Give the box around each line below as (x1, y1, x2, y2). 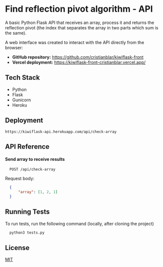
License (5, 244, 30, 252)
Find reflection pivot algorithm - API (5, 3, 153, 15)
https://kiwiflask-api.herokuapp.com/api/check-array (5, 129, 117, 134)
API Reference (5, 142, 50, 151)
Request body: (5, 176, 35, 181)
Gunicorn (12, 97, 31, 103)
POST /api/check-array (9, 167, 56, 172)
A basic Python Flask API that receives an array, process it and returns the (5, 20, 155, 25)
